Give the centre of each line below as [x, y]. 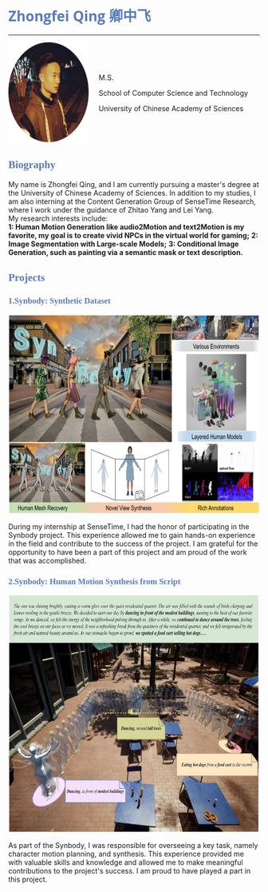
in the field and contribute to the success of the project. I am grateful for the [133, 544]
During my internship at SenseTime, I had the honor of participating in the [129, 527]
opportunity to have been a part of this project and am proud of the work [128, 552]
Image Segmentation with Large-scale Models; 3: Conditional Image [124, 244]
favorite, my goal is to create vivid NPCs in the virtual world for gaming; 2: [133, 235]
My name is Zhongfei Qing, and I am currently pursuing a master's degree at [134, 184]
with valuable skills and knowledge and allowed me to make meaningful [126, 862]
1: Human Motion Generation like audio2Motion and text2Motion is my [126, 227]
